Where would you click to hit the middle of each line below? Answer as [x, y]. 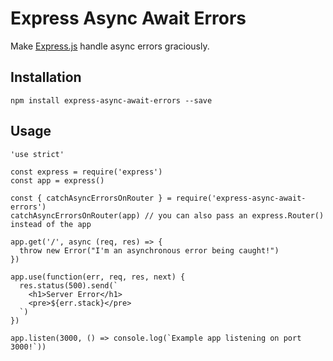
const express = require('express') [86, 172]
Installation [46, 77]
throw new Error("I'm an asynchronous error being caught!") [149, 250]
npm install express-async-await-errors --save [111, 100]
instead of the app [51, 224]
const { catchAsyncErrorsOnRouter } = [91, 198]
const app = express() [57, 180]
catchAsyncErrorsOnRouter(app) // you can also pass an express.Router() [167, 215]
